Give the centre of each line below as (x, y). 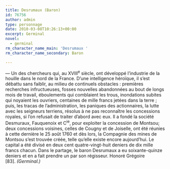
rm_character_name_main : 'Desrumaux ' (47, 48)
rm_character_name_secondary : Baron (44, 53)
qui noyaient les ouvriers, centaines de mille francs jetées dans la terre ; (81, 100)
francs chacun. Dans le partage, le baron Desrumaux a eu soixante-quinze (84, 150)
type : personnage (24, 24)
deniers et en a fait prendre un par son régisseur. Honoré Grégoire (75, 156)
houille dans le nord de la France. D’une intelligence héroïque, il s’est (78, 79)
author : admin (20, 20)
